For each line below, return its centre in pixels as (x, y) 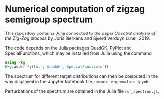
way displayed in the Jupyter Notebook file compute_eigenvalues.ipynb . (77, 81)
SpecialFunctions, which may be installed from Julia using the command (78, 53)
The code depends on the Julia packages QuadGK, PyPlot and (68, 48)
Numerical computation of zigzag (75, 9)
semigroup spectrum (49, 19)
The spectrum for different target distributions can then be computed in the (82, 76)
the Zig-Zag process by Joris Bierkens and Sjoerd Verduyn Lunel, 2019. (78, 38)
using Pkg (15, 62)
